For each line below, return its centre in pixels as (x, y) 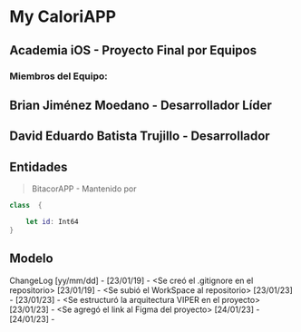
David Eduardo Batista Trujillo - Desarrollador (140, 137)
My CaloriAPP (63, 17)
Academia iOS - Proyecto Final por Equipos (133, 50)
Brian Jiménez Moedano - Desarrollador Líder (141, 105)
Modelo (31, 259)
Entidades (39, 166)
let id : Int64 (52, 221)
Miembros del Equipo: (59, 76)
